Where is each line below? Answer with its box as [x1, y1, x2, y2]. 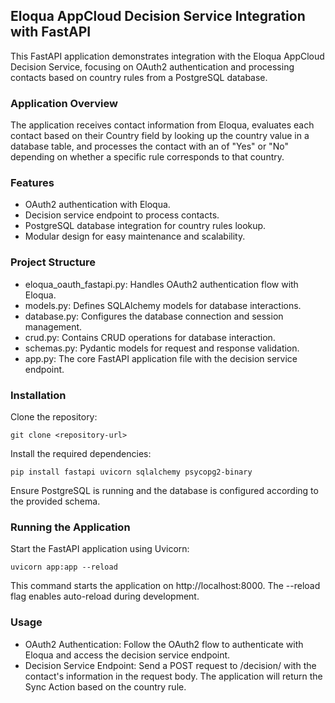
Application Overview [10, 96, 118, 110]
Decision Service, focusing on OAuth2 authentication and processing [10, 60, 295, 73]
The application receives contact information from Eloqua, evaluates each [10, 119, 315, 131]
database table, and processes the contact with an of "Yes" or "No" [10, 140, 289, 153]
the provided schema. [10, 495, 101, 507]
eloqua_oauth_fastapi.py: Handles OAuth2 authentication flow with [24, 278, 299, 290]
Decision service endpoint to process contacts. [24, 209, 220, 221]
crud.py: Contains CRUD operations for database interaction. [24, 331, 276, 343]
